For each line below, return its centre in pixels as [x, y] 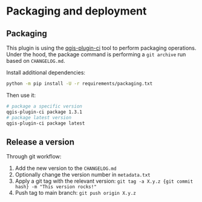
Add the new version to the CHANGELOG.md [66, 168]
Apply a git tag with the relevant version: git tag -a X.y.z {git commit [104, 181]
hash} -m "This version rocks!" [56, 187]
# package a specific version [44, 106]
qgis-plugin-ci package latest [46, 123]
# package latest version [39, 117]
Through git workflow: [34, 157]
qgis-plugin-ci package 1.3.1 [44, 112]
